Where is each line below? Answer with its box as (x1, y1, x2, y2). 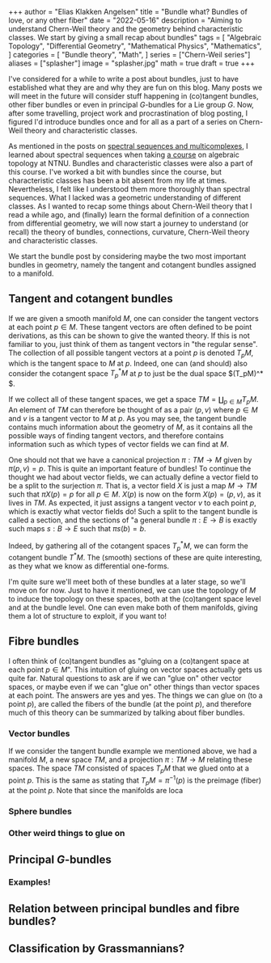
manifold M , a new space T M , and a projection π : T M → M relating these (8, 755, 252, 765)
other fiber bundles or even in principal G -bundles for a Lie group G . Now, (8, 100, 255, 109)
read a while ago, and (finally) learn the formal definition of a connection (8, 210, 250, 219)
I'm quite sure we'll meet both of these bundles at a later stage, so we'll (8, 577, 247, 586)
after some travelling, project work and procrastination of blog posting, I (8, 108, 248, 118)
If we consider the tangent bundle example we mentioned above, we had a (8, 746, 257, 756)
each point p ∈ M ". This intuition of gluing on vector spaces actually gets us (8, 665, 263, 674)
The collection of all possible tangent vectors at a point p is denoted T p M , (8, 348, 254, 359)
